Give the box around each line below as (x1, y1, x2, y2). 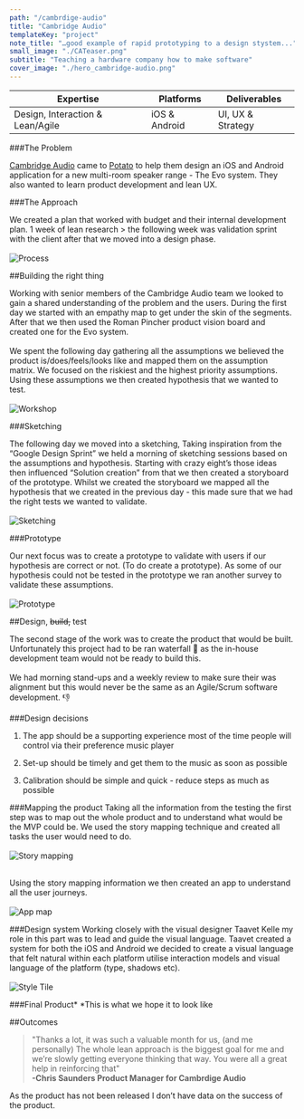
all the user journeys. (9, 886, 88, 897)
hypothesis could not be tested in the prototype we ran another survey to (9, 569, 282, 580)
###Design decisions (9, 713, 89, 723)
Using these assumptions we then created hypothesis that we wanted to (9, 374, 279, 385)
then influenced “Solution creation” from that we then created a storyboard (9, 467, 290, 478)
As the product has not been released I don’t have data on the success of (9, 1090, 283, 1101)
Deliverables (225, 92, 282, 105)
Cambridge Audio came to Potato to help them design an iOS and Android (9, 159, 285, 170)
